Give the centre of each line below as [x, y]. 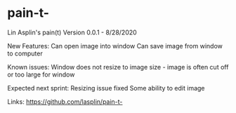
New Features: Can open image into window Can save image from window [115, 46]
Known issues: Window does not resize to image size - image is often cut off [118, 67]
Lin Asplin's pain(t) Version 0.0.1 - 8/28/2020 [72, 32]
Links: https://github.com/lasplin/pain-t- [65, 101]
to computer [25, 53]
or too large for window [41, 74]
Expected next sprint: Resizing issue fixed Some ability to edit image [106, 88]
